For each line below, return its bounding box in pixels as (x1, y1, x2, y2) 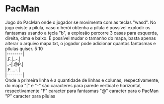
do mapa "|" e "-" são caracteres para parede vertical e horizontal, (5, 82, 142, 88)
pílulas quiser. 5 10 (5, 46, 43, 52)
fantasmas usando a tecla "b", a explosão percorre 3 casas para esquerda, (5, 30, 158, 36)
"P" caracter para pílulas (5, 93, 56, 99)
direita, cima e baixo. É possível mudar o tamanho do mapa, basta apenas (5, 35, 156, 41)
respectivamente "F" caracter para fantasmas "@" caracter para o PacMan (5, 88, 159, 94)
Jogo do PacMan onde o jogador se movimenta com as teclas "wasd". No (5, 19, 157, 25)
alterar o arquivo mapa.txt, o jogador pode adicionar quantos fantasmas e (5, 40, 156, 46)
